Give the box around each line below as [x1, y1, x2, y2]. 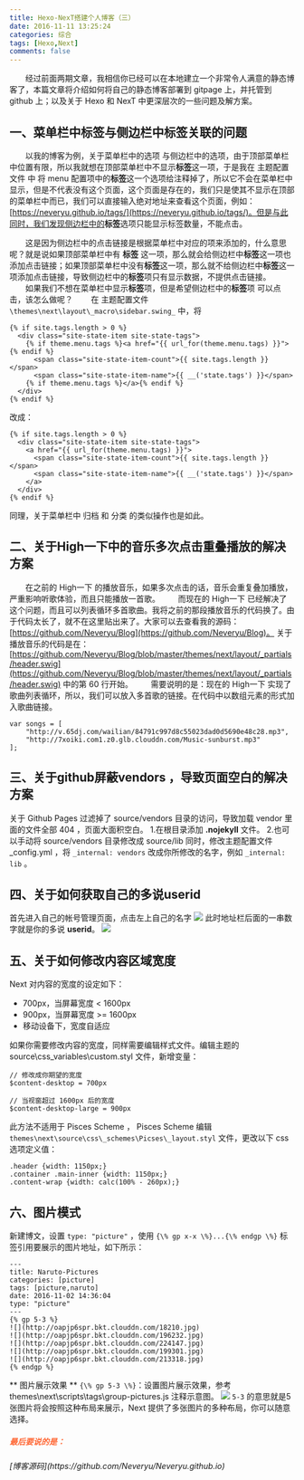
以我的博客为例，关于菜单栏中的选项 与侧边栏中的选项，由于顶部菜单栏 [24, 150, 290, 161]
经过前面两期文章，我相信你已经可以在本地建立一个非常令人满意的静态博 [24, 73, 295, 84]
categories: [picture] [9, 1275, 95, 1284]
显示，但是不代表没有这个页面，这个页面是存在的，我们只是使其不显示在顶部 [9, 184, 295, 195]
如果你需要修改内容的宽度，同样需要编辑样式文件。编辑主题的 [9, 1040, 240, 1051]
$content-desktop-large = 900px [9, 1104, 131, 1113]
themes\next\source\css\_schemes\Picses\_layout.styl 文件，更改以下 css [9, 1132, 290, 1143]
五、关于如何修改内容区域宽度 [9, 952, 176, 969]
